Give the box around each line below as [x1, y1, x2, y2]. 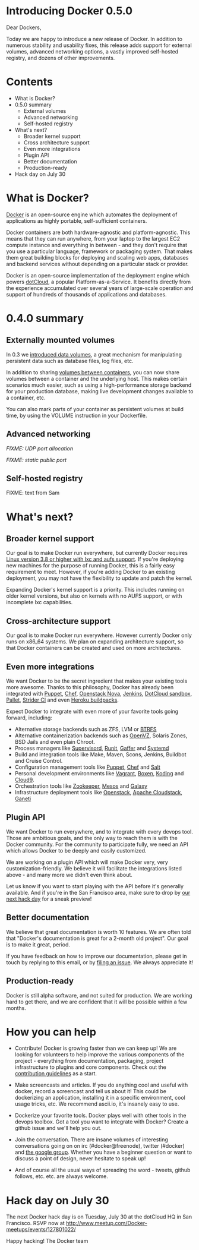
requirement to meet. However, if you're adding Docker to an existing [6, 569, 175, 576]
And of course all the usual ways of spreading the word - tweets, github [14, 1166, 191, 1174]
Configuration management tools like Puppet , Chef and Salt [14, 763, 160, 771]
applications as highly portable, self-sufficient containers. [6, 217, 147, 224]
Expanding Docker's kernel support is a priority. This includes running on [6, 586, 185, 594]
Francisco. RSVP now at [6, 1220, 65, 1227]
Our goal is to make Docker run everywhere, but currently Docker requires [6, 550, 188, 557]
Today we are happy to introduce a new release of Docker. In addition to [6, 35, 183, 42]
